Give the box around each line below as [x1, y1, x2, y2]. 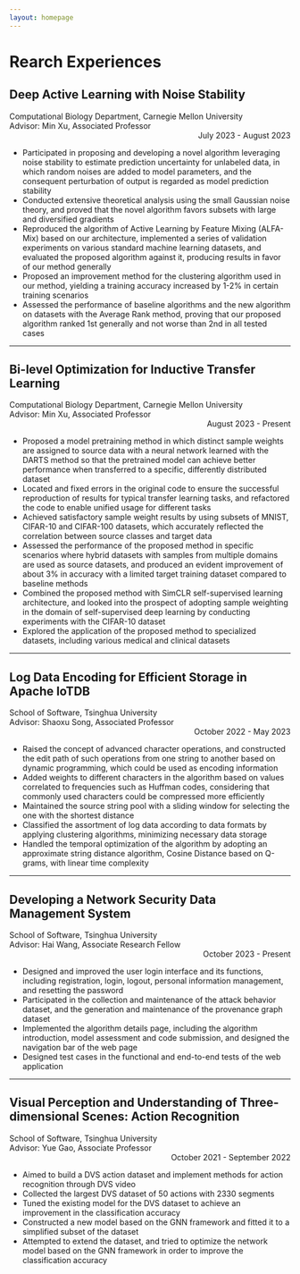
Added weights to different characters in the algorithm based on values [21, 772, 285, 783]
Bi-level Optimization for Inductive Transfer [9, 362, 256, 377]
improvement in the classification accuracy [21, 1207, 181, 1218]
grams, [21, 857, 49, 868]
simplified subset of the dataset [21, 1226, 139, 1236]
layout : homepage [9, 13, 74, 22]
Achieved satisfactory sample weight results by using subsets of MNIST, [21, 511, 289, 523]
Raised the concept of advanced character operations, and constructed [21, 744, 286, 755]
